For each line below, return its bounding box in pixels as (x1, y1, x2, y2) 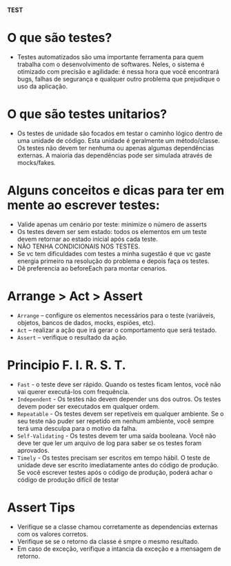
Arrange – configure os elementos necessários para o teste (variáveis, (17, 311, 216, 320)
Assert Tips (7, 500, 76, 515)
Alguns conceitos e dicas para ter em (7, 183, 225, 199)
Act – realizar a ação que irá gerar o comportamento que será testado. (17, 326, 217, 334)
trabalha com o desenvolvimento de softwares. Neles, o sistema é (17, 60, 205, 68)
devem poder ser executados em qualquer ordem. (17, 402, 160, 410)
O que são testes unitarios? (7, 106, 168, 122)
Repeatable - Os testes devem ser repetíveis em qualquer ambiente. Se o (17, 409, 224, 418)
